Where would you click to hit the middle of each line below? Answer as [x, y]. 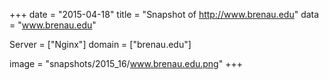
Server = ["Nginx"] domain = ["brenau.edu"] [100, 44]
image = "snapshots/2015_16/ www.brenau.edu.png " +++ [126, 63]
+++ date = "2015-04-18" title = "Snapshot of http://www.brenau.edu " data [164, 14]
